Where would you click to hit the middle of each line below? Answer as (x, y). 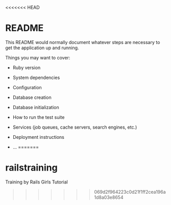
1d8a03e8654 (109, 197)
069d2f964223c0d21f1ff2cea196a (130, 192)
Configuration (27, 87)
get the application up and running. (42, 48)
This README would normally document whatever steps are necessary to (83, 42)
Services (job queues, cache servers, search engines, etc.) (75, 127)
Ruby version (27, 67)
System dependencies (36, 77)
